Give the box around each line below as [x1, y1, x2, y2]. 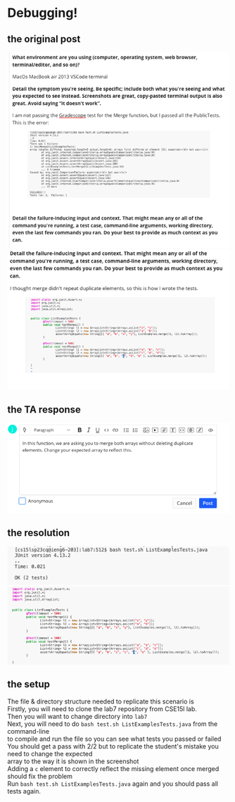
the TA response [7, 403, 81, 415]
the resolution [7, 527, 70, 539]
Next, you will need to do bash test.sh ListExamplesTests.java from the [7, 720, 218, 728]
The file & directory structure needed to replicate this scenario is [7, 697, 195, 706]
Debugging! [7, 5, 78, 21]
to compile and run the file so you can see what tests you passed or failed [7, 734, 222, 743]
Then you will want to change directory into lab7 [7, 712, 148, 720]
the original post [7, 33, 81, 45]
